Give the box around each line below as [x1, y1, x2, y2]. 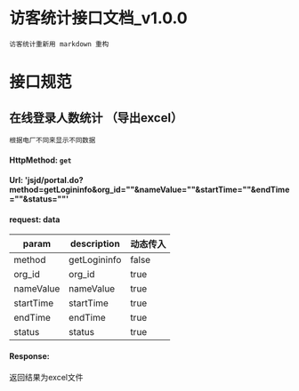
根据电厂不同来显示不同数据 [9, 135, 96, 145]
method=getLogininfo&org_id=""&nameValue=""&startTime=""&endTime [9, 184, 290, 195]
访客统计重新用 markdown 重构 [9, 39, 109, 49]
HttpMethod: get [9, 155, 72, 165]
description [69, 237, 120, 250]
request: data [9, 214, 61, 225]
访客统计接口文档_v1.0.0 [9, 8, 189, 28]
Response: [9, 350, 51, 361]
